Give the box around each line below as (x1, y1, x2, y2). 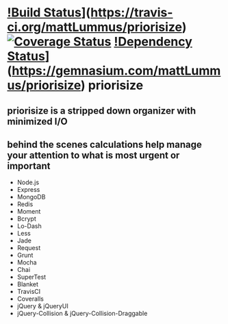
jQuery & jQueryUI (16, 302, 68, 310)
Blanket (16, 280, 39, 288)
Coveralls (16, 295, 45, 303)
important (7, 160, 51, 172)
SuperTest (16, 273, 47, 282)
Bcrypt (16, 214, 36, 223)
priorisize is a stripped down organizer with (7, 105, 197, 116)
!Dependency (114, 34, 193, 49)
